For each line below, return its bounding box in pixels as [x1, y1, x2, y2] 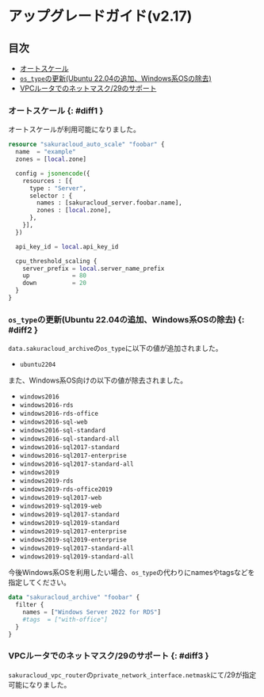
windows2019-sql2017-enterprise [19, 528, 127, 535]
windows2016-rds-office [19, 409, 99, 418]
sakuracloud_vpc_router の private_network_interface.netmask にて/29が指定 [8, 670, 257, 680]
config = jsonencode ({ [15, 169, 90, 177]
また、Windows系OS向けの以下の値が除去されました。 [8, 375, 188, 385]
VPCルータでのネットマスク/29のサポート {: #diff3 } [8, 650, 209, 661]
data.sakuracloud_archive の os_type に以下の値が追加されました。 [8, 344, 223, 353]
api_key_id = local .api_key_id [15, 242, 119, 250]
